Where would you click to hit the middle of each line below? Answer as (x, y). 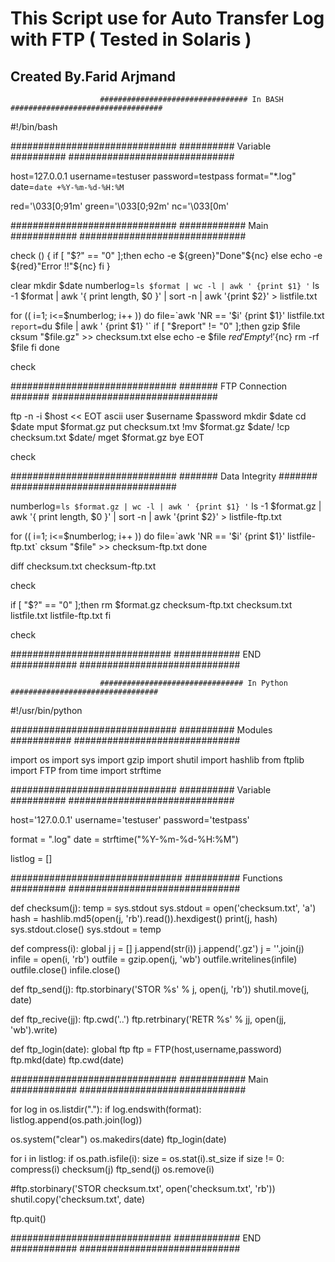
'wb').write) (34, 1030)
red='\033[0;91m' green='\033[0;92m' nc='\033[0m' (120, 206)
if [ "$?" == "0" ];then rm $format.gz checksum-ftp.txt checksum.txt (151, 605)
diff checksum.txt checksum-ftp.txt (83, 566)
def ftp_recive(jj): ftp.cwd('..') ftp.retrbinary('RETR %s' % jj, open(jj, (148, 1019)
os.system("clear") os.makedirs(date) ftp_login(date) (118, 1139)
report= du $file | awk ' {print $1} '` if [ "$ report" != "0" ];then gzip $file (155, 326)
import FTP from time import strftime (86, 770)
